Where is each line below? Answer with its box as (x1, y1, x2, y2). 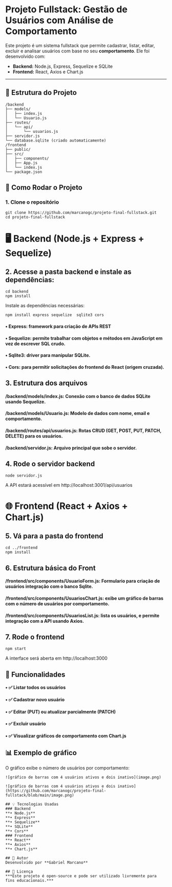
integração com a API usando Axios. (5, 618, 84, 624)
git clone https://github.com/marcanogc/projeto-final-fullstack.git (5, 210, 157, 215)
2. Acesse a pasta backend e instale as (5, 268, 132, 277)
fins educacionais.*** (5, 878, 54, 883)
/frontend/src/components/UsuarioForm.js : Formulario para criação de (5, 578, 160, 584)
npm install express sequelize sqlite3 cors (5, 312, 104, 318)
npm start (5, 646, 27, 652)
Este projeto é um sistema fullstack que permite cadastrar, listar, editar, (5, 42, 155, 48)
